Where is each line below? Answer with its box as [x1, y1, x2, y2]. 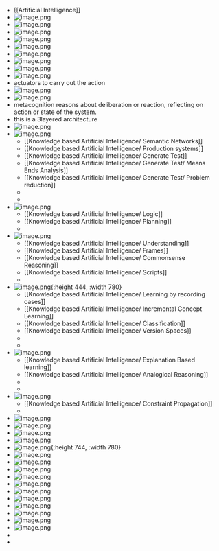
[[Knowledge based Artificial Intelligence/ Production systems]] [23, 144, 204, 152]
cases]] [23, 298, 46, 305]
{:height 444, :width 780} [50, 283, 122, 291]
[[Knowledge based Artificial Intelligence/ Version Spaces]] [23, 327, 192, 335]
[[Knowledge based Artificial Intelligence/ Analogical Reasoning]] [23, 371, 209, 378]
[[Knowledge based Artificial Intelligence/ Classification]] [23, 319, 185, 327]
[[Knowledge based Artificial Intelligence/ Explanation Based [23, 356, 196, 364]
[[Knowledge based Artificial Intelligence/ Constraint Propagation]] [23, 399, 213, 408]
